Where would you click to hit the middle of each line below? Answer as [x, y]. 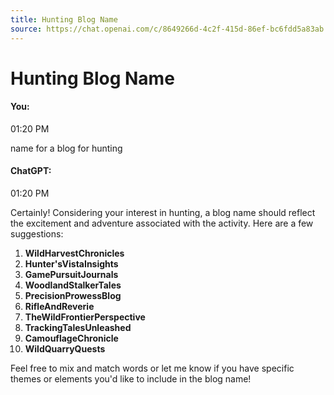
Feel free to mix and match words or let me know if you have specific [152, 368]
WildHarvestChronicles [74, 253]
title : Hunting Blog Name [64, 19]
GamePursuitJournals [71, 275]
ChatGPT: [31, 171]
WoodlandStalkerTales [73, 285]
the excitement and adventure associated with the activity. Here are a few [162, 223]
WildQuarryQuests [65, 349]
